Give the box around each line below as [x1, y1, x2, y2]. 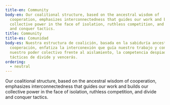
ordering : [5, 59, 26, 64]
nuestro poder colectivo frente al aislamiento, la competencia [10, 50, 148, 55]
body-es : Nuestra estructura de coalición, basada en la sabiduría [5, 41, 151, 46]
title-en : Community [5, 7, 49, 13]
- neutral [10, 64, 30, 69]
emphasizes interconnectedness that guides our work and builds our [5, 83, 148, 89]
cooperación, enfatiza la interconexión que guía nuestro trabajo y [10, 45, 157, 50]
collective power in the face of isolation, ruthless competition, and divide [5, 89, 157, 95]
